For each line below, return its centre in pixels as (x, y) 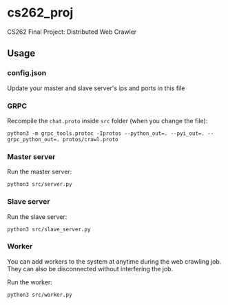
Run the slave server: (37, 217)
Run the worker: (30, 282)
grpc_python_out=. (33, 139)
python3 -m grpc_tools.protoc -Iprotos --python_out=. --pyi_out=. (106, 133)
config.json (27, 73)
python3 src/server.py (40, 185)
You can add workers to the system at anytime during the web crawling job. (114, 261)
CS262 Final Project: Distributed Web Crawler (72, 32)
